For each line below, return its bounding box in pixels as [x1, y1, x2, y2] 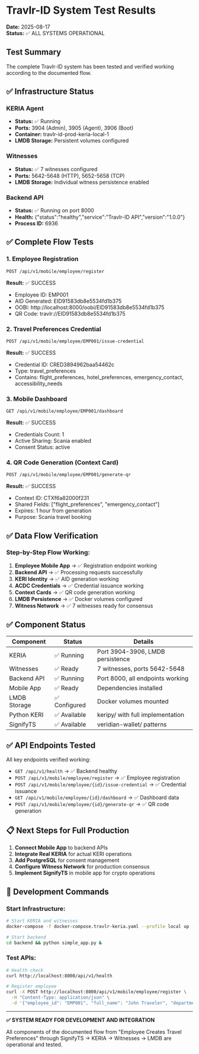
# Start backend [6, 934, 46, 940]
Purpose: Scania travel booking [14, 514, 92, 521]
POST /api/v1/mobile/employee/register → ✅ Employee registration [14, 774, 181, 782]
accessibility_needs [14, 380, 63, 387]
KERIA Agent [6, 105, 44, 113]
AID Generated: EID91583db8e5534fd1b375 [14, 297, 122, 304]
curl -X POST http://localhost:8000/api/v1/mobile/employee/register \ [6, 989, 187, 995]
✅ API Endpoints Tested [6, 741, 96, 750]
